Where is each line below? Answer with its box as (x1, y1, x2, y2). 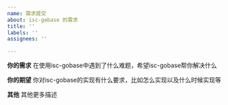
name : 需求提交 (7, 10, 47, 17)
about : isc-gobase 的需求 (7, 16, 78, 23)
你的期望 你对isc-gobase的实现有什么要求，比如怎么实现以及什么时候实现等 (7, 76, 222, 84)
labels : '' (7, 29, 38, 36)
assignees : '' (7, 36, 48, 43)
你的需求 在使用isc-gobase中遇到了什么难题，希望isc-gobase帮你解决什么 (7, 61, 218, 69)
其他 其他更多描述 (7, 91, 57, 99)
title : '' (7, 23, 36, 30)
